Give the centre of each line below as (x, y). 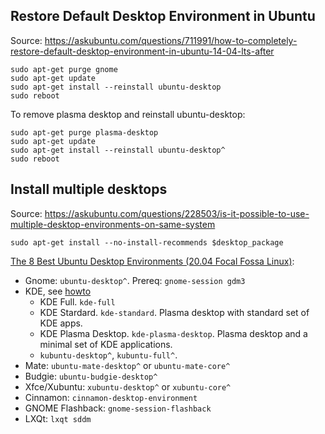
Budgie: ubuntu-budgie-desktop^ (91, 376)
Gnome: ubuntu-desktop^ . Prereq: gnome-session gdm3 (135, 280)
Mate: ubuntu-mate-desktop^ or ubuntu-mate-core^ (127, 365)
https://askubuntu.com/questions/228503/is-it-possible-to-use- (177, 213)
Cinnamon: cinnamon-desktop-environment (111, 397)
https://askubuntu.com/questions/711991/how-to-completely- (171, 40)
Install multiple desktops (89, 189)
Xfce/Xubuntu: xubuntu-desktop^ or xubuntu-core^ (128, 386)
